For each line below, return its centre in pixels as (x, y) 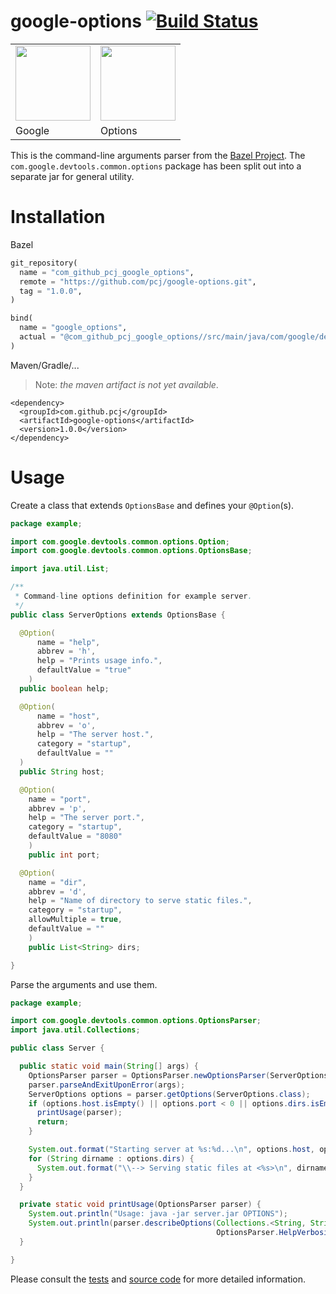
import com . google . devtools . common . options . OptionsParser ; (136, 1021)
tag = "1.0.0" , (51, 291)
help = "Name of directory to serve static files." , (140, 901)
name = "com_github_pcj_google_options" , (107, 272)
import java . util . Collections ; (75, 1030)
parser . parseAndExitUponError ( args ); (107, 1085)
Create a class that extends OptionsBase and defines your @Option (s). (152, 505)
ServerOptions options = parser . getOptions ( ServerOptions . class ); (169, 1094)
